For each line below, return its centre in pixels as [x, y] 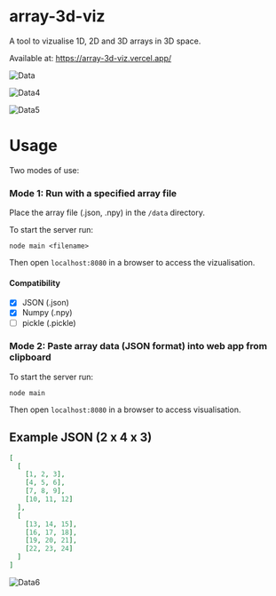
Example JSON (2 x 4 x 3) [81, 437]
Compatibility [35, 282]
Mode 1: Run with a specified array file [93, 193]
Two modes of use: [44, 170]
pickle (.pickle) [49, 322]
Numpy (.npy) [47, 313]
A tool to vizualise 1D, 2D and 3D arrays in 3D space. [105, 41]
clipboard [30, 357]
